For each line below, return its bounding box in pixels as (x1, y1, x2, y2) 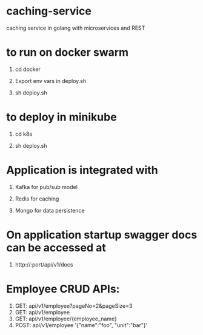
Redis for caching (15, 195, 59, 202)
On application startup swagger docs (6, 228, 198, 242)
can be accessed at (6, 240, 106, 254)
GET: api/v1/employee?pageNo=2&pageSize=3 (15, 302, 133, 310)
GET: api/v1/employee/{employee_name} (15, 315, 117, 322)
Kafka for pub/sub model (15, 183, 78, 190)
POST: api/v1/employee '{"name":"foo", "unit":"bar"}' (15, 321, 148, 328)
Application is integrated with (6, 164, 159, 177)
